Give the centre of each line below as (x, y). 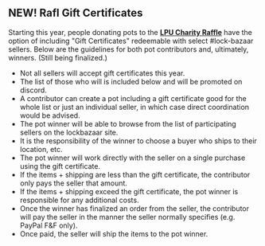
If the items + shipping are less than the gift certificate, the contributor (135, 174)
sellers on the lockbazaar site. (69, 132)
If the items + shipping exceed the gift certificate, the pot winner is (129, 191)
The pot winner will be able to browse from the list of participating (128, 123)
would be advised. (50, 115)
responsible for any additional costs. (79, 200)
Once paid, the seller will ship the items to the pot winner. (114, 233)
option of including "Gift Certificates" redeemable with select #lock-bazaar (131, 41)
